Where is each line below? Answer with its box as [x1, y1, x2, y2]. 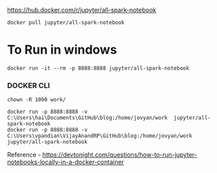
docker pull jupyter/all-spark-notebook [7, 19, 125, 26]
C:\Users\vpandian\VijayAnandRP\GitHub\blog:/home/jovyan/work [7, 132, 193, 140]
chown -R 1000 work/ [7, 96, 67, 103]
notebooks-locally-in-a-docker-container [7, 158, 124, 166]
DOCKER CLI [7, 81, 50, 90]
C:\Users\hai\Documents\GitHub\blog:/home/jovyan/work [7, 114, 168, 121]
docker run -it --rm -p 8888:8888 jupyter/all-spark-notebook [7, 65, 189, 72]
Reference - [7, 151, 41, 159]
